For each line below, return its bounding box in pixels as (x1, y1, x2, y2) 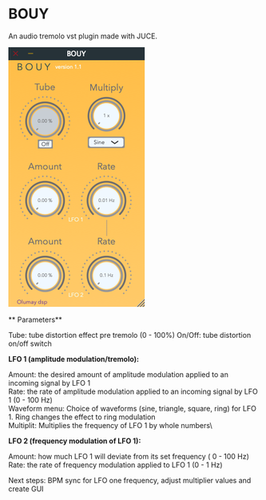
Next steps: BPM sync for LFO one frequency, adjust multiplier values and (8, 475, 252, 485)
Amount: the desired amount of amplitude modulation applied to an (8, 369, 229, 379)
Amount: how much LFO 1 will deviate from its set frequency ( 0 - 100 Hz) (8, 451, 250, 461)
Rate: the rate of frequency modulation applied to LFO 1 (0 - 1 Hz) (8, 460, 223, 470)
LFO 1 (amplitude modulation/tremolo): (8, 354, 140, 363)
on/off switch (8, 339, 52, 348)
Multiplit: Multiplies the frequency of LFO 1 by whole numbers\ (8, 420, 213, 430)
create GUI (8, 484, 44, 494)
